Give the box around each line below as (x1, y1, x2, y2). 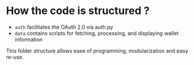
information (14, 36, 43, 43)
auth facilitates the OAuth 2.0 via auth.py (14, 23, 113, 30)
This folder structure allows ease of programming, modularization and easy (6, 47, 189, 54)
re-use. (6, 53, 24, 60)
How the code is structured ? (6, 4, 150, 18)
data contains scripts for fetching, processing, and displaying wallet (14, 29, 179, 36)
